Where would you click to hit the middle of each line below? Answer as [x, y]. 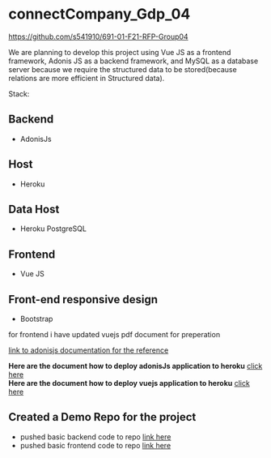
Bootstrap [36, 319]
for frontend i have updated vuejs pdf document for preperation [114, 334]
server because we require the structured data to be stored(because [123, 69]
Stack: [19, 93]
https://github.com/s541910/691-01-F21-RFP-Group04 [98, 36]
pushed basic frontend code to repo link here [95, 445]
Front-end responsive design [83, 300]
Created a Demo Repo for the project [102, 417]
